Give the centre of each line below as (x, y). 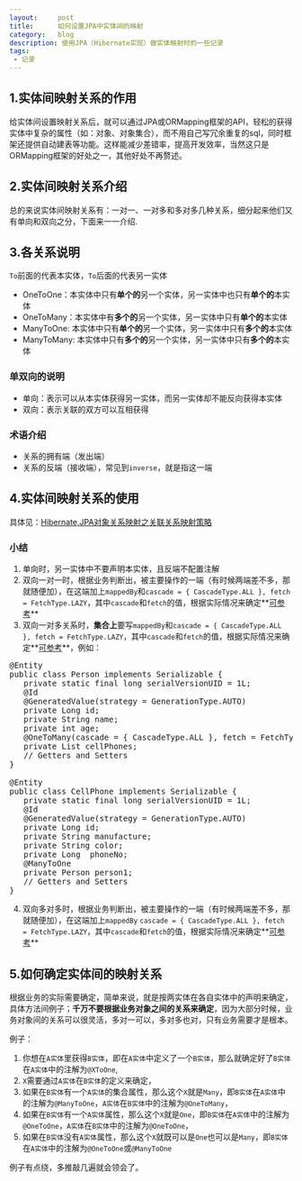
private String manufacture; (88, 837)
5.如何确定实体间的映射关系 (86, 974)
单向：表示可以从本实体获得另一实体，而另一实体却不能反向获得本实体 (152, 398)
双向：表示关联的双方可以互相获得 (85, 409)
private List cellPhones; (80, 747)
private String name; (71, 720)
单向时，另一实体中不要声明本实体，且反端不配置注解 (121, 569)
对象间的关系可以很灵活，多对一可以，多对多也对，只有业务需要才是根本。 (155, 1020)
